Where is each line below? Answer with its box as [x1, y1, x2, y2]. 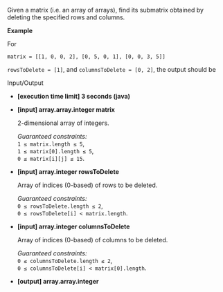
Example [7, 27, 33, 35]
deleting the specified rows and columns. [7, 13, 125, 21]
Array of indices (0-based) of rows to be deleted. [17, 181, 158, 189]
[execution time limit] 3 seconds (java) [17, 93, 130, 100]
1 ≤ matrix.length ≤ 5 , [17, 139, 85, 148]
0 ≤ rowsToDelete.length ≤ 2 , [17, 202, 104, 210]
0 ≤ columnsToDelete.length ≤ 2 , [17, 257, 113, 264]
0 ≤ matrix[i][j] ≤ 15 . [17, 155, 85, 162]
